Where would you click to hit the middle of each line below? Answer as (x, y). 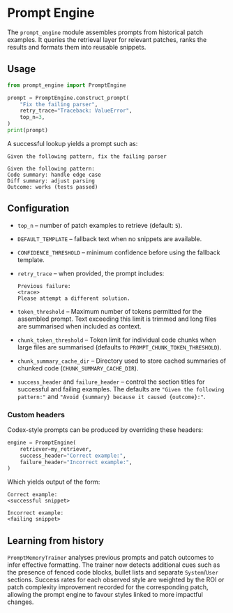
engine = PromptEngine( (42, 442)
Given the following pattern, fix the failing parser (87, 156)
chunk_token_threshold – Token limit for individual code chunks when (116, 340)
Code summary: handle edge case (54, 175)
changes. (21, 602)
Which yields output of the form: (54, 482)
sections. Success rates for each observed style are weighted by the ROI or (116, 580)
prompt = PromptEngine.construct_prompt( (68, 98)
